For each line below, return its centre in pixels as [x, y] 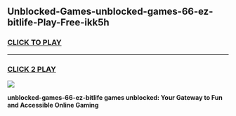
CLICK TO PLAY [34, 43]
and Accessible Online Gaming [53, 105]
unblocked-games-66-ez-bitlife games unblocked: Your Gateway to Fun [115, 97]
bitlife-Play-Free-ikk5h [59, 23]
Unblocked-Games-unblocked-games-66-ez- [110, 12]
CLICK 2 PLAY [32, 69]
